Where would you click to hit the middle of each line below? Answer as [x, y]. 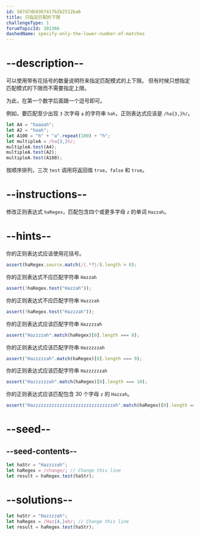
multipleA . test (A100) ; [34, 158]
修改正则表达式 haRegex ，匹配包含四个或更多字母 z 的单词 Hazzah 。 [88, 212]
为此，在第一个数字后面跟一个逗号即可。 [56, 101]
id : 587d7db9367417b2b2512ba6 [44, 12]
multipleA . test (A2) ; [32, 153]
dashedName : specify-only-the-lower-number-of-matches [76, 34]
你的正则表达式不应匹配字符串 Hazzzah [53, 300]
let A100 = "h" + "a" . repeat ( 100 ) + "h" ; [58, 136]
